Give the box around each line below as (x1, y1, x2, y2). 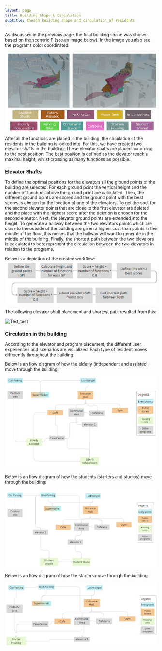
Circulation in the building (5, 330, 67, 337)
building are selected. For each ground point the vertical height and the (5, 184, 147, 190)
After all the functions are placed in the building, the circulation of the (5, 135, 143, 141)
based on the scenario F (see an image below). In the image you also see (5, 37, 151, 43)
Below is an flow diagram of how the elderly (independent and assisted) (5, 361, 148, 367)
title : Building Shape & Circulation (5, 13, 81, 18)
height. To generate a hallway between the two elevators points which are (5, 220, 152, 226)
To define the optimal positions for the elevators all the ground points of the (5, 179, 156, 185)
